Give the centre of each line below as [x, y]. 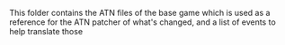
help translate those [46, 31]
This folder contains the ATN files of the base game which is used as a [140, 13]
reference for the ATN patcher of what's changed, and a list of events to [142, 22]
